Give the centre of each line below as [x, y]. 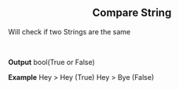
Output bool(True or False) [52, 62]
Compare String [132, 13]
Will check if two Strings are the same [69, 31]
